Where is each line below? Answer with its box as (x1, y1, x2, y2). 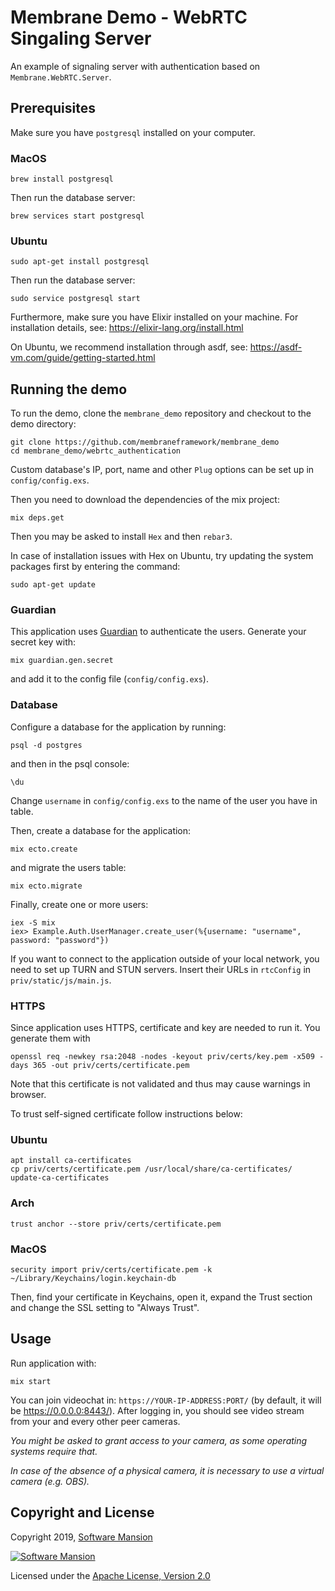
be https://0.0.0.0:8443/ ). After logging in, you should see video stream (10, 1404, 305, 1416)
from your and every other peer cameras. (10, 1415, 181, 1427)
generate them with (10, 1032, 91, 1045)
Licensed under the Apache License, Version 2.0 (10, 1569, 211, 1581)
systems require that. (10, 1445, 98, 1457)
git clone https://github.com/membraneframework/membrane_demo (10, 437, 280, 448)
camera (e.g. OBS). (10, 1475, 90, 1487)
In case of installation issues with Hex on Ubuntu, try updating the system (10, 550, 314, 562)
